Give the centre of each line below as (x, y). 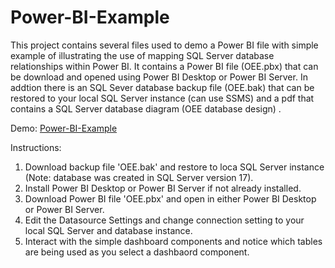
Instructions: (36, 147)
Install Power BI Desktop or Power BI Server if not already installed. (163, 188)
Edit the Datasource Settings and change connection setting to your (164, 220)
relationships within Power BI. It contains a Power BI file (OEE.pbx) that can (164, 66)
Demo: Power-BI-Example (64, 128)
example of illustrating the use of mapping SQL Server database (142, 55)
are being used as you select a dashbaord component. (137, 252)
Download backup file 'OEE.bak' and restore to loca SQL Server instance (174, 167)
